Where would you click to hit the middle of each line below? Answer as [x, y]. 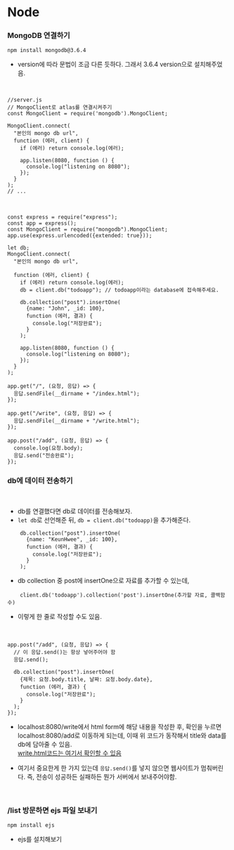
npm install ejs [31, 825]
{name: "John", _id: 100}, [65, 309]
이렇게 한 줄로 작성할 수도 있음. [59, 616]
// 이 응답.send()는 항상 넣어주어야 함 [65, 652]
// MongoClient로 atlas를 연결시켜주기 [60, 107]
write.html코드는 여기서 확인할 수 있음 [69, 753]
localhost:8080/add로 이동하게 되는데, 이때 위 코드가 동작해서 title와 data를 [122, 735]
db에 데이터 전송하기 [40, 480]
